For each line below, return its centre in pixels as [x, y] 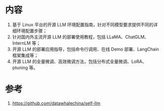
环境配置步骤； [32, 30]
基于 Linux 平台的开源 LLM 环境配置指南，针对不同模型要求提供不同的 [83, 25]
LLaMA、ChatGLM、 [128, 37]
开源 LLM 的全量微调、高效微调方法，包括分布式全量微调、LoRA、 [79, 61]
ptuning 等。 [25, 67]
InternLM [21, 43]
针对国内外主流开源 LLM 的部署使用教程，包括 [59, 37]
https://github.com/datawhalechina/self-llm [56, 103]
